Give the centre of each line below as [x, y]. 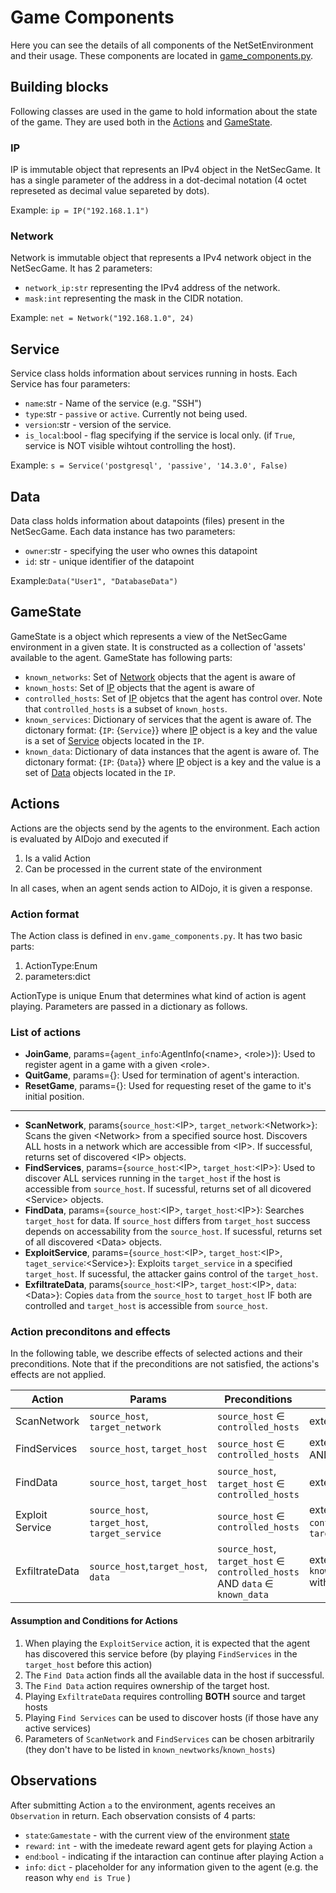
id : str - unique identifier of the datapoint [109, 561]
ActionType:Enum [61, 965]
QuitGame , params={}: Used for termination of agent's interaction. [162, 1075]
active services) [58, 1728]
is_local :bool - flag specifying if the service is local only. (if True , [160, 435]
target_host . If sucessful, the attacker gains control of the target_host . [171, 1274]
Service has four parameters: [70, 384]
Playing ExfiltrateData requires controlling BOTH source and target [165, 1696]
